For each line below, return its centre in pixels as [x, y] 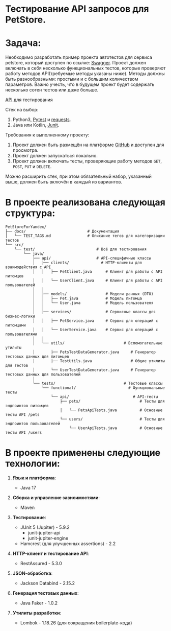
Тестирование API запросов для [77, 9]
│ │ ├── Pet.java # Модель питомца [87, 299]
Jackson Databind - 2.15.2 [48, 583]
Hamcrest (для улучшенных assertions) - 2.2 [68, 544]
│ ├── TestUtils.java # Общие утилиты [99, 361]
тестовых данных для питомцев [37, 357]
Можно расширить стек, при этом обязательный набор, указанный [78, 176]
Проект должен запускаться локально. [55, 156]
